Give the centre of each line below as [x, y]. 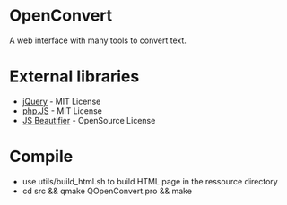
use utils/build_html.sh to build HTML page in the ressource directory [150, 181]
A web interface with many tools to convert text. [98, 40]
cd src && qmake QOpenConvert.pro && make [107, 191]
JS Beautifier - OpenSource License [89, 120]
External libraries [74, 77]
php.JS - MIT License [62, 111]
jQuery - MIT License [61, 101]
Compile [41, 157]
